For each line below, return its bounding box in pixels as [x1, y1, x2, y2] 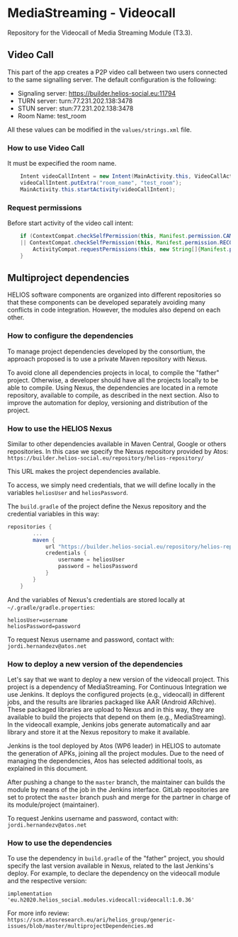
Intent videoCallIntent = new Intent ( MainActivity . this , [20, 173, 192, 180]
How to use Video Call [7, 143, 85, 153]
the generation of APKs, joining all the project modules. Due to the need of [7, 749, 225, 757]
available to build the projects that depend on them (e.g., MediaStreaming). [7, 712, 227, 721]
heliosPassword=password [7, 623, 81, 630]
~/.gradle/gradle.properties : [7, 603, 96, 611]
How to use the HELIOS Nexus [7, 424, 113, 433]
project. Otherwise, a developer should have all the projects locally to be [7, 375, 219, 384]
